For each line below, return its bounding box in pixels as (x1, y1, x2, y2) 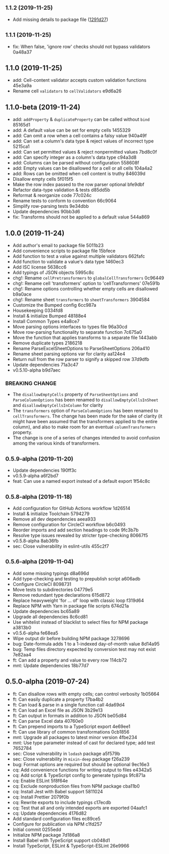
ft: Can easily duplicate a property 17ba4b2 (12, 696, 104, 702)
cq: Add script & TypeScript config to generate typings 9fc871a (12, 772, 146, 778)
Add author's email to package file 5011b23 (12, 242, 104, 249)
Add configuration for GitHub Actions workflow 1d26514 (12, 505, 131, 511)
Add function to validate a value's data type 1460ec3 (12, 259, 124, 265)
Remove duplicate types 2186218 (12, 340, 83, 346)
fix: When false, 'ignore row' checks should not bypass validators (12, 43, 151, 50)
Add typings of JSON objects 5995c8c (12, 270, 94, 276)
